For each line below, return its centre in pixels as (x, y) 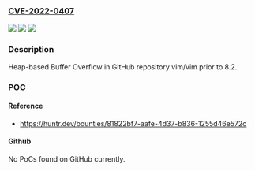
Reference (26, 106)
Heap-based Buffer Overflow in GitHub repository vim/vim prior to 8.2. (123, 67)
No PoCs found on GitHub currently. (67, 158)
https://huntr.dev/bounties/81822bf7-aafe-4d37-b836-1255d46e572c (133, 123)
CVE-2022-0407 (41, 11)
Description (31, 50)
